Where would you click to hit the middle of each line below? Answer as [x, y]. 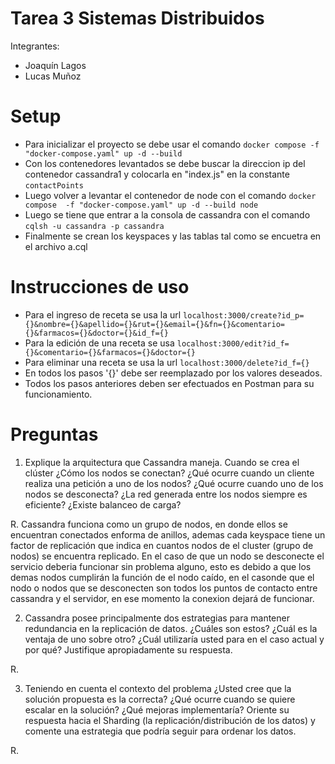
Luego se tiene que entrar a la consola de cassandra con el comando [167, 214]
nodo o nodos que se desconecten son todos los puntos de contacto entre [164, 588]
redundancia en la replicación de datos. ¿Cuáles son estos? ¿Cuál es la [171, 628]
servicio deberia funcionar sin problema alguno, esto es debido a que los [161, 566]
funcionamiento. [58, 394]
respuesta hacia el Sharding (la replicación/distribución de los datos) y [170, 720]
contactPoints [54, 185]
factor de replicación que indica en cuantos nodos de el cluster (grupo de [162, 545]
